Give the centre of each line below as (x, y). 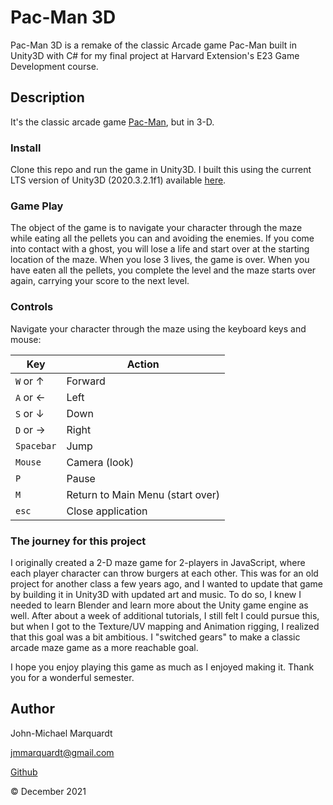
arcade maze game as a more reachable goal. (104, 647)
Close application (107, 511)
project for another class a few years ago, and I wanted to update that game (166, 583)
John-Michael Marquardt (61, 733)
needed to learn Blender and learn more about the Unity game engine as (159, 605)
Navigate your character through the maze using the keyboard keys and (158, 328)
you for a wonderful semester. (72, 677)
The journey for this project (78, 541)
